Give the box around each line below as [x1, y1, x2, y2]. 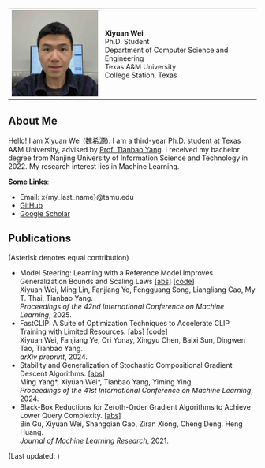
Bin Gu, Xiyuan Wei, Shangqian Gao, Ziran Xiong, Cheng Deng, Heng [19, 419, 243, 429]
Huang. [19, 427, 44, 436]
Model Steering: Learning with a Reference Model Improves [19, 268, 214, 277]
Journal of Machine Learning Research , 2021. [19, 436, 170, 445]
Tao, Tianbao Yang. [19, 343, 83, 353]
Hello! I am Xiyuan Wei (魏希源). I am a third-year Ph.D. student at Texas [8, 136, 241, 146]
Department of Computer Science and [104, 45, 229, 54]
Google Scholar [19, 209, 71, 219]
